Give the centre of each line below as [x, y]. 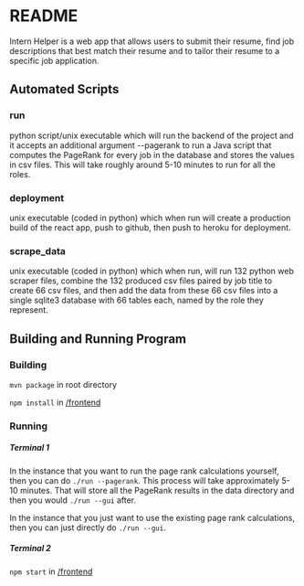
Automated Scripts [64, 89]
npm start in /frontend [51, 571]
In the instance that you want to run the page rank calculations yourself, [144, 471]
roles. [20, 174]
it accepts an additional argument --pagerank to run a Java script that [141, 145]
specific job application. [54, 60]
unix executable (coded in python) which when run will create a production [150, 218]
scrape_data [37, 250]
